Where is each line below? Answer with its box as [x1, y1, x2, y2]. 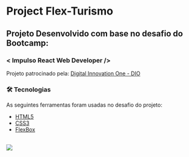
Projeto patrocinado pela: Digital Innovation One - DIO [6, 70, 141, 77]
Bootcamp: [6, 38, 49, 48]
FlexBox [15, 126, 35, 133]
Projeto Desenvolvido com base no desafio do [6, 28, 184, 39]
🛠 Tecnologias [6, 85, 51, 93]
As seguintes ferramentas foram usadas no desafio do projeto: [6, 101, 162, 109]
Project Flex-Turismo [6, 4, 113, 18]
